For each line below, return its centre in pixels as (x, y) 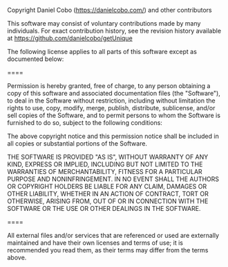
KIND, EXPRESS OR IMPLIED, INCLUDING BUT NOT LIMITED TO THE (105, 164)
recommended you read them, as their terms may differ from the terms (108, 250)
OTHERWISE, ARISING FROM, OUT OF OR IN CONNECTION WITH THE (108, 201)
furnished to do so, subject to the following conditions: (85, 123)
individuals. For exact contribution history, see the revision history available (114, 31)
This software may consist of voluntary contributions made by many (104, 23)
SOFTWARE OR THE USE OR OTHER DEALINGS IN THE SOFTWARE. (104, 208)
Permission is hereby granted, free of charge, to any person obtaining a (109, 86)
